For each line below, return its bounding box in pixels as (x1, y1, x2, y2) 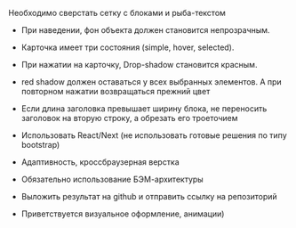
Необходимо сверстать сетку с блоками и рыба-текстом (8, 8, 226, 18)
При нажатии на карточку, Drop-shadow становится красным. (20, 60, 258, 69)
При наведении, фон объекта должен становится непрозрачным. (20, 25, 270, 35)
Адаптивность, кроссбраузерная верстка (20, 157, 180, 167)
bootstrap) (20, 140, 60, 150)
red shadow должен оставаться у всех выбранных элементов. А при (20, 77, 282, 87)
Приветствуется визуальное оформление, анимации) (20, 208, 225, 219)
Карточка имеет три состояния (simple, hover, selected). (20, 42, 235, 53)
